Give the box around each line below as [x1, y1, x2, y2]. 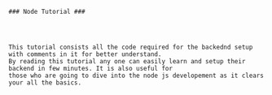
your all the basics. [8, 79, 82, 87]
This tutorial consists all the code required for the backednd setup [8, 43, 253, 51]
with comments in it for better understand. [8, 50, 162, 58]
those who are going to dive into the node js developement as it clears [8, 71, 265, 80]
